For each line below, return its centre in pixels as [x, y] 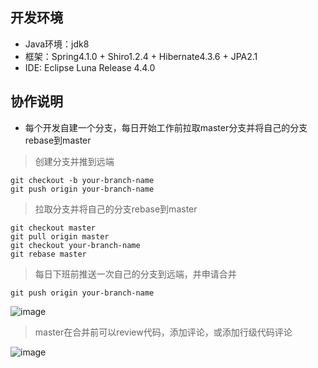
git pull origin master [60, 236]
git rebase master [48, 254]
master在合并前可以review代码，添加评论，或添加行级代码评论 [163, 332]
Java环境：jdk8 [57, 44]
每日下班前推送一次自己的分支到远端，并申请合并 [135, 274]
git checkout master [53, 228]
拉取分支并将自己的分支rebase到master [116, 209]
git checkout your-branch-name [75, 245]
